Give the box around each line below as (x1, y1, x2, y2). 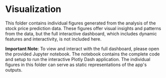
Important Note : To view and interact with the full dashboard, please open (5, 45, 159, 51)
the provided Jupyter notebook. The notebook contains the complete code (5, 51, 160, 57)
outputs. (5, 66, 23, 73)
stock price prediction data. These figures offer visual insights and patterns (5, 25, 161, 31)
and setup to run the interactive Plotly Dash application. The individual (5, 56, 151, 62)
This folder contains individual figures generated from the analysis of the (5, 20, 156, 26)
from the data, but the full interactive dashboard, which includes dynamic (5, 30, 157, 36)
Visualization (5, 3, 61, 15)
